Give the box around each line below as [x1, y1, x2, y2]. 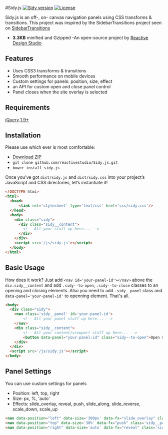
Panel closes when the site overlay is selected [12, 89, 107, 95]
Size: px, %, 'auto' [12, 395, 50, 402]
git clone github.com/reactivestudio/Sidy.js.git [12, 160, 118, 165]
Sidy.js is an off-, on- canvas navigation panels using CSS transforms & [5, 14, 152, 20]
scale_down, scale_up [12, 406, 58, 412]
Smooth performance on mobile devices [12, 73, 95, 79]
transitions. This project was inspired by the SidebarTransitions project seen [5, 20, 161, 25]
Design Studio [12, 40, 41, 46]
